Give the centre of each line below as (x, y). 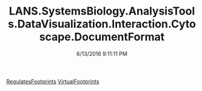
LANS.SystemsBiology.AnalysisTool (102, 11)
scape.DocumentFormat (102, 37)
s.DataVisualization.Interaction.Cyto (102, 24)
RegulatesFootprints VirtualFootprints (53, 81)
